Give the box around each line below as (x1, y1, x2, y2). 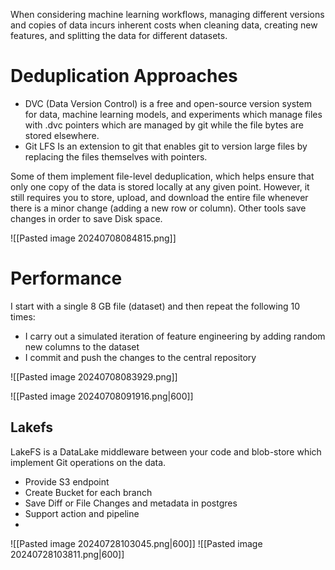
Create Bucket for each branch (24, 486, 153, 498)
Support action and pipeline (24, 507, 140, 519)
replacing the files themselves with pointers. (24, 150, 208, 163)
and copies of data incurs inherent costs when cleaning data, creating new (10, 19, 318, 31)
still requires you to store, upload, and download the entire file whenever (10, 191, 309, 203)
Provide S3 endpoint (24, 475, 110, 488)
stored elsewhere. (24, 129, 100, 141)
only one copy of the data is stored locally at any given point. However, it (10, 180, 310, 193)
